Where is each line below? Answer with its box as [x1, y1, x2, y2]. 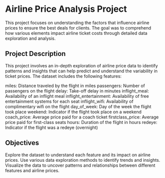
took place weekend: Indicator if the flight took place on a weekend [5, 109, 142, 115]
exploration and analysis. [5, 35, 56, 41]
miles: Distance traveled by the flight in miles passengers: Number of [5, 83, 145, 89]
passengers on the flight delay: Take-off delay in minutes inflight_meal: [5, 88, 149, 94]
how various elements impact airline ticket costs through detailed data [5, 30, 148, 36]
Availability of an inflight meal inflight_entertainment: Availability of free [5, 93, 149, 99]
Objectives [5, 139, 39, 147]
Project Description [5, 50, 66, 58]
